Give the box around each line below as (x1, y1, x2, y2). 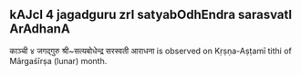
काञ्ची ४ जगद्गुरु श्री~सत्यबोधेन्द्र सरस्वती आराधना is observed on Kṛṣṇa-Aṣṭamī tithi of (9, 45, 292, 56)
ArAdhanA (9, 22, 70, 37)
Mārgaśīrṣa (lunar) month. (9, 55, 108, 66)
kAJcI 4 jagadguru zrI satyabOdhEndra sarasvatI (9, 7, 293, 23)
